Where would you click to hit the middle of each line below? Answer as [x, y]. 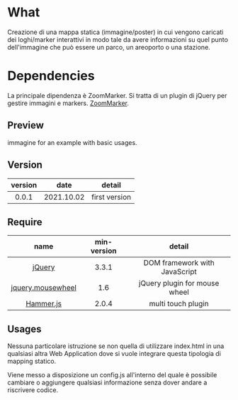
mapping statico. [32, 361]
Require [25, 222]
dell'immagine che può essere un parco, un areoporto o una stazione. [109, 47]
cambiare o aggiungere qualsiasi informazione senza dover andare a [107, 383]
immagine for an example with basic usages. [72, 142]
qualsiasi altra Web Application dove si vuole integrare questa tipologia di [114, 354]
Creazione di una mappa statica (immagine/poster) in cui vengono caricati [115, 32]
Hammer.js [44, 304]
